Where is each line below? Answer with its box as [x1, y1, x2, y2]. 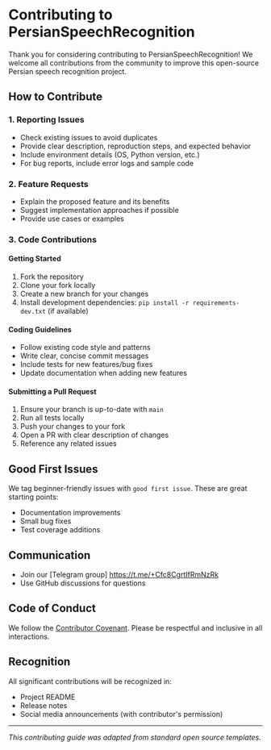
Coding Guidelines [8, 324, 73, 334]
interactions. [8, 631, 50, 641]
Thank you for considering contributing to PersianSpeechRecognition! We [8, 49, 253, 59]
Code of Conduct [8, 602, 97, 615]
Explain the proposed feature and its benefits [19, 196, 170, 206]
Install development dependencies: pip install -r [19, 298, 190, 307]
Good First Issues [8, 462, 98, 476]
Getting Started [8, 254, 62, 264]
